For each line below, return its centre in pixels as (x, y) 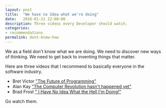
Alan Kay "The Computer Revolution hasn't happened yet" (72, 86)
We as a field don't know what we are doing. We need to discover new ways (83, 51)
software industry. (24, 71)
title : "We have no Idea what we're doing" (52, 14)
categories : (17, 28)
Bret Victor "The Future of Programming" (54, 81)
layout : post (19, 10)
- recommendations (24, 33)
